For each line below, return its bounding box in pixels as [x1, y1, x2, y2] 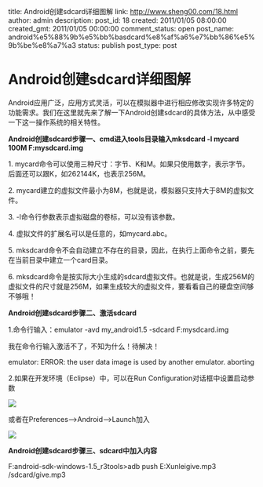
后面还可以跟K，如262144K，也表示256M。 [8, 169, 151, 178]
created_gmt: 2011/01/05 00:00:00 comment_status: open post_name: [8, 24, 234, 33]
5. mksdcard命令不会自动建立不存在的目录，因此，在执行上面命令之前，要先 [8, 245, 255, 255]
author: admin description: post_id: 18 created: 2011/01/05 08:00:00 [8, 16, 227, 25]
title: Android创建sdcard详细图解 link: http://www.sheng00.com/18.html [8, 7, 239, 16]
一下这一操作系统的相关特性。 [8, 117, 104, 127]
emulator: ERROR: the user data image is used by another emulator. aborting [8, 357, 255, 366]
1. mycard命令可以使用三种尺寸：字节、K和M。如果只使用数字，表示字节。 [8, 159, 250, 169]
